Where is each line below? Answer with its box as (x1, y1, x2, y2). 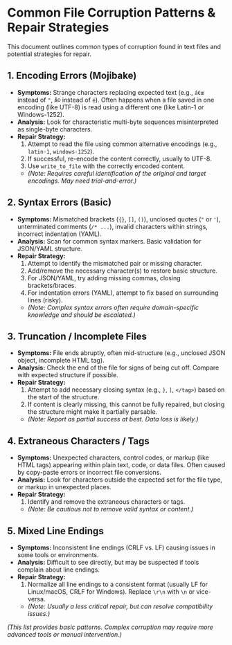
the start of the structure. (27, 393, 100, 401)
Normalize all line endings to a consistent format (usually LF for (27, 580, 208, 588)
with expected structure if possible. (17, 371, 119, 379)
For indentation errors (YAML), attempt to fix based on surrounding (27, 289, 219, 297)
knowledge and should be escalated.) (27, 310, 136, 319)
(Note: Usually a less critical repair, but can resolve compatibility (27, 602, 213, 610)
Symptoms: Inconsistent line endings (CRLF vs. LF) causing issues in (17, 543, 216, 552)
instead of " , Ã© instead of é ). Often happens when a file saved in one (17, 96, 215, 104)
